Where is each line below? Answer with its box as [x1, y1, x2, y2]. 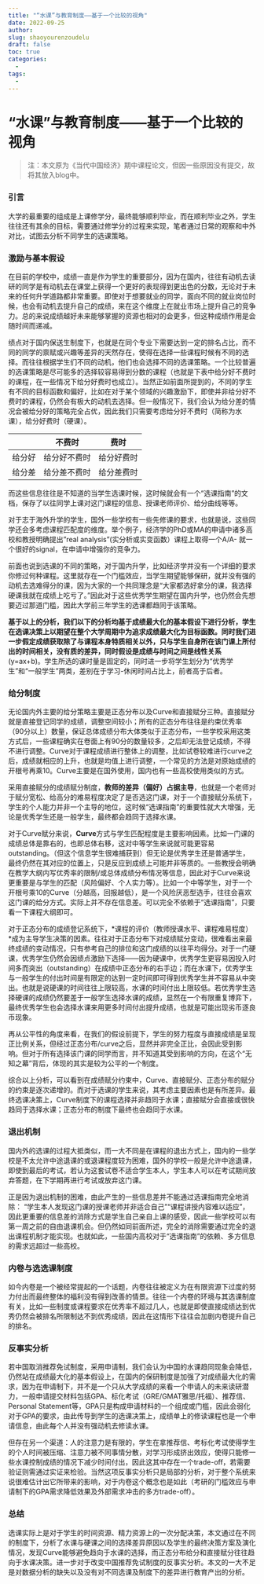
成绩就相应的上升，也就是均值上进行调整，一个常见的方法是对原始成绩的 [21, 756, 256, 766]
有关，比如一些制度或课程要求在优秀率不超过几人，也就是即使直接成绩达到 [8, 1301, 249, 1311]
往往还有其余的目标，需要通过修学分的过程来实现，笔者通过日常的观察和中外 [8, 221, 256, 230]
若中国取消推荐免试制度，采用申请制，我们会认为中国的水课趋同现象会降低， [8, 1362, 256, 1372]
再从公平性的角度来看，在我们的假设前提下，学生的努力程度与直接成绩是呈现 [8, 1029, 256, 1039]
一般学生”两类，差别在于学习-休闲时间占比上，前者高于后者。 [27, 666, 227, 676]
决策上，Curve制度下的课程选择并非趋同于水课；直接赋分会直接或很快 [28, 1095, 255, 1105]
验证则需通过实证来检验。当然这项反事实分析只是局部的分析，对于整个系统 [8, 1467, 249, 1477]
